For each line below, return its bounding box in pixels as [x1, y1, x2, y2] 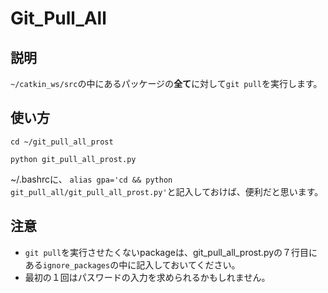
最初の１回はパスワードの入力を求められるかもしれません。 [24, 271, 271, 283]
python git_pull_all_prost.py [10, 154, 137, 164]
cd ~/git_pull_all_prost [10, 137, 114, 147]
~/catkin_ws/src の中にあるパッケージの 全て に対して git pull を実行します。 [10, 78, 323, 89]
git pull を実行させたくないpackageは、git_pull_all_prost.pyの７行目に [24, 246, 318, 258]
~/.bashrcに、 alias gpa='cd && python [10, 173, 173, 185]
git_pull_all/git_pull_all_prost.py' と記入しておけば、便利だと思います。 [10, 185, 324, 197]
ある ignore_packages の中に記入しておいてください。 [24, 258, 241, 271]
